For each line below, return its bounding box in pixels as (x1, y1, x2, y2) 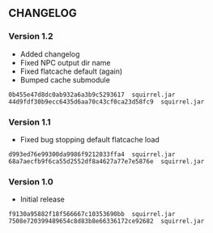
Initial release (19, 194, 65, 205)
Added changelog (19, 49, 80, 59)
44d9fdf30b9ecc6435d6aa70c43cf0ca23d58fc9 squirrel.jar (8, 97, 205, 106)
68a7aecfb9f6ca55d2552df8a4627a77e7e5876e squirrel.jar (8, 157, 205, 165)
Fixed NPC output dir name (19, 57, 111, 67)
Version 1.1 (8, 116, 51, 128)
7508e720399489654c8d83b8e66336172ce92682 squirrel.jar (8, 218, 205, 226)
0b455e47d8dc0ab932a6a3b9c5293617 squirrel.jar (8, 91, 176, 99)
